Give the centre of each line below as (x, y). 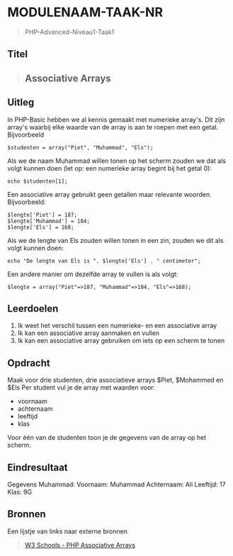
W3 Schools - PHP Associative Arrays (80, 545)
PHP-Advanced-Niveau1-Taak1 (69, 32)
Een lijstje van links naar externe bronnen (67, 531)
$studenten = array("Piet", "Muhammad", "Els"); (80, 147)
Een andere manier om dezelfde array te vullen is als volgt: (93, 274)
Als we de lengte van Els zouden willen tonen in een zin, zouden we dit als (115, 240)
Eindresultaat (38, 467)
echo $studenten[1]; (38, 181)
